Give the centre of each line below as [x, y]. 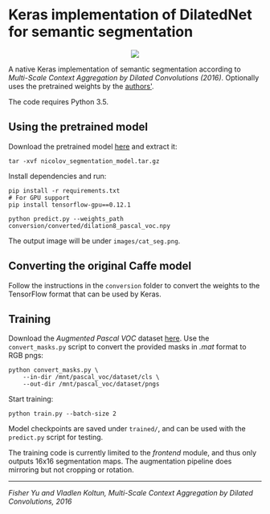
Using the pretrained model [78, 127]
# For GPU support [39, 198]
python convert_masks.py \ [53, 370]
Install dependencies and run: [57, 176]
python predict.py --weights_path [66, 218]
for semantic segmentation [101, 32]
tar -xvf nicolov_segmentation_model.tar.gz [84, 161]
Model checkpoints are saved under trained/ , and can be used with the [127, 429]
